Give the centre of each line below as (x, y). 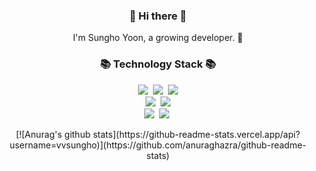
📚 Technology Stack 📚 (158, 64)
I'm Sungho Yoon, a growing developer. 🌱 (158, 38)
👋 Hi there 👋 (158, 16)
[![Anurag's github (53, 134)
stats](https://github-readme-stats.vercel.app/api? (196, 134)
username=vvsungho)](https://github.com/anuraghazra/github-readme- (158, 145)
